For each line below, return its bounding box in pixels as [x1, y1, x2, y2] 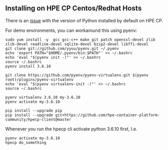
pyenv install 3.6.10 [5, 63, 51, 69]
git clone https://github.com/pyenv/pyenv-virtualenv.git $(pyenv [5, 72, 149, 78]
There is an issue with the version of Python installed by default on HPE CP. [5, 17, 163, 23]
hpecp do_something [5, 140, 47, 145]
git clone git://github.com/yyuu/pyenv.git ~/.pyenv [5, 46, 119, 51]
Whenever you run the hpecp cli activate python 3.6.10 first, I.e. [5, 126, 138, 132]
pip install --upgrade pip [5, 108, 62, 113]
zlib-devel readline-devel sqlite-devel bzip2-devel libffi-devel [5, 42, 149, 47]
